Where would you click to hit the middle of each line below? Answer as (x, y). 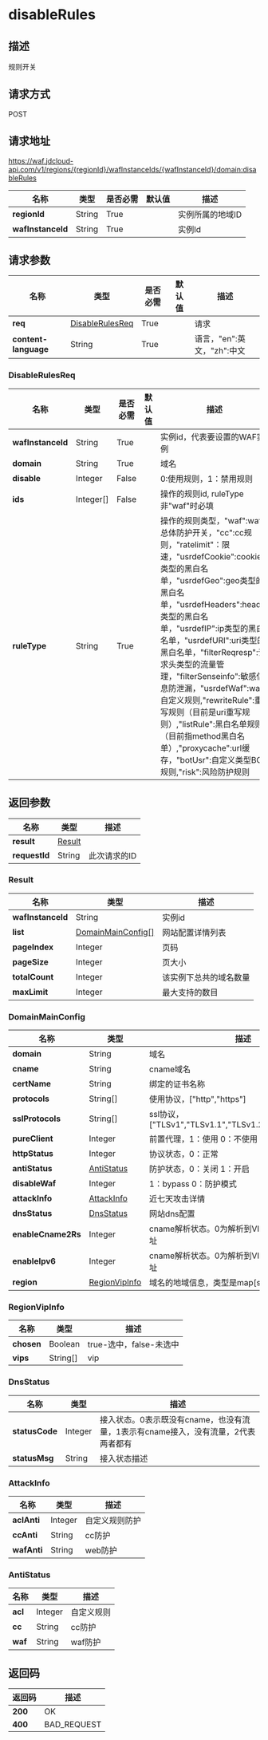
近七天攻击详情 (177, 1199)
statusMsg (33, 1458)
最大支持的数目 (190, 992)
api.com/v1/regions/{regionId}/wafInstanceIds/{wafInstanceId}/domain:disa (132, 169)
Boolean (65, 1344)
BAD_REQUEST (73, 1725)
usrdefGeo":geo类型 (218, 580)
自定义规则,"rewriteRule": (207, 700)
